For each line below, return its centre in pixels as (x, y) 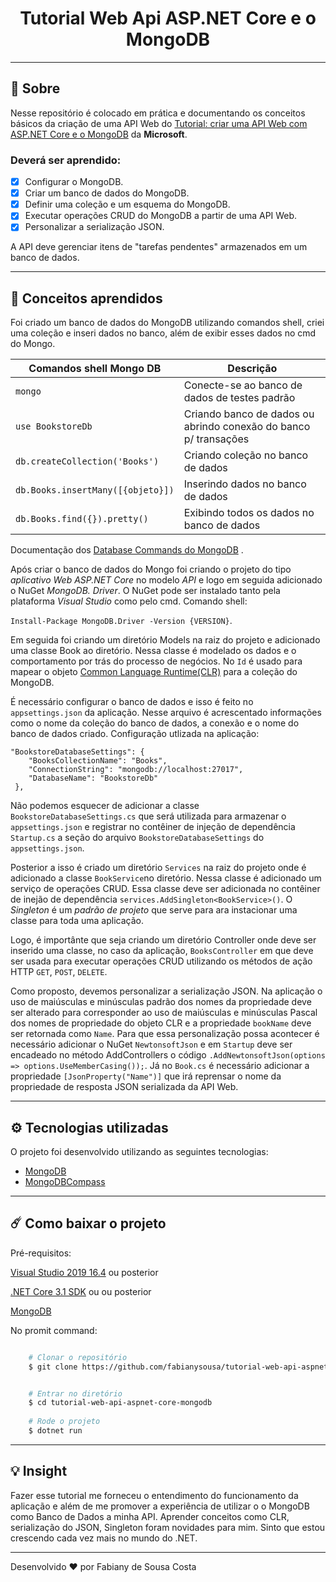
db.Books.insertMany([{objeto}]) (95, 490)
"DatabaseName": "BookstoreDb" (93, 778)
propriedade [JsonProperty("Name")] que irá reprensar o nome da (146, 1076)
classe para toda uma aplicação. (77, 921)
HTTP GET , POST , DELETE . (59, 972)
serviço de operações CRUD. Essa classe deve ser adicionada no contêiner (165, 889)
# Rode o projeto (64, 1422)
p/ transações (216, 439)
